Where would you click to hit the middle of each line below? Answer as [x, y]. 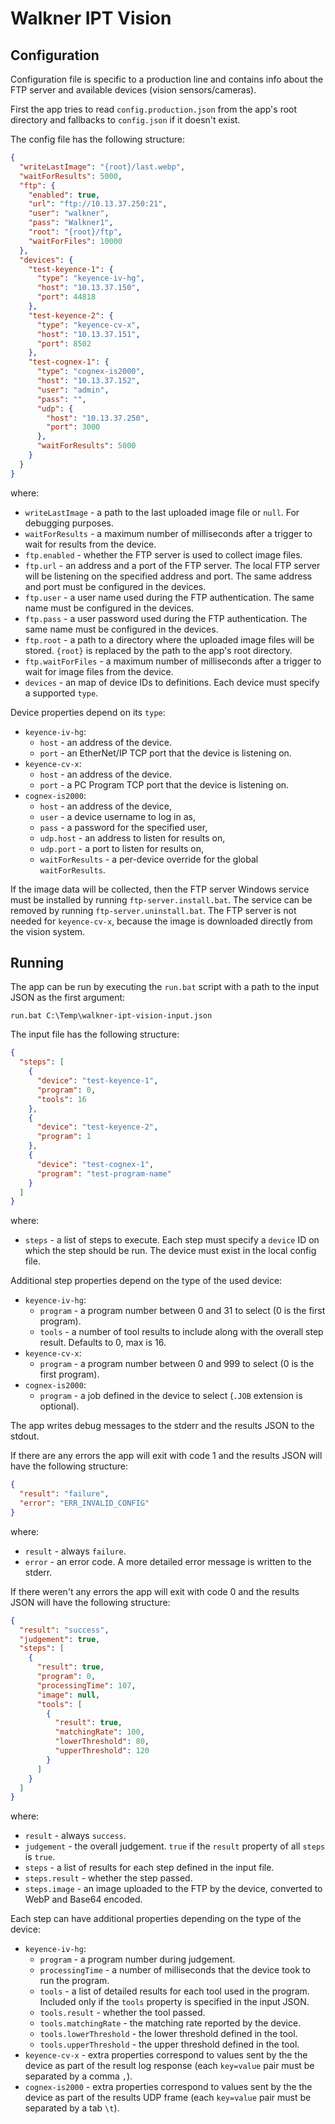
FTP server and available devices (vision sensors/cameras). [133, 90]
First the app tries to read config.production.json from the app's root [154, 109]
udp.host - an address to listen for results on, [132, 838]
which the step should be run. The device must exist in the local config [170, 1251]
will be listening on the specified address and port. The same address [168, 576]
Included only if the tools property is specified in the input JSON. [174, 2002]
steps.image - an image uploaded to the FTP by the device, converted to [173, 1889]
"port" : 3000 [73, 427]
